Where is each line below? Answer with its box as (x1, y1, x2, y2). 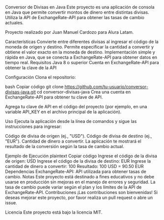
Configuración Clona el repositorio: (5, 74, 76, 80)
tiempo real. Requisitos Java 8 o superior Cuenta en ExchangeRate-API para (5, 60, 160, 65)
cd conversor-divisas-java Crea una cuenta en (36, 89, 131, 95)
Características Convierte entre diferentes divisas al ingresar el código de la (5, 39, 159, 45)
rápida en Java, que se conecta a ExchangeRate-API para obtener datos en (5, 54, 158, 60)
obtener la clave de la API (5, 65, 57, 71)
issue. (5, 200, 17, 205)
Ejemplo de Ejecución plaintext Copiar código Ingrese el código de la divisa (5, 153, 157, 159)
